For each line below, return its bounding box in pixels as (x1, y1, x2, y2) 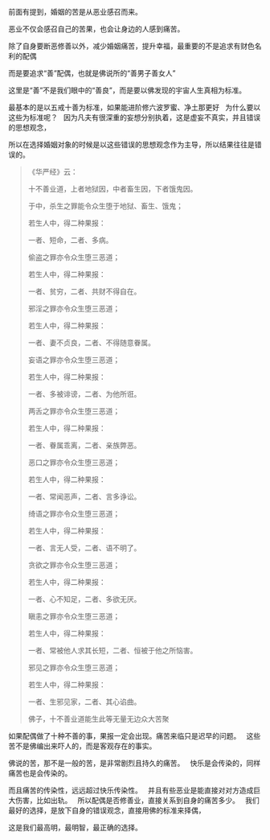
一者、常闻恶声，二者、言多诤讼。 (27, 492, 141, 501)
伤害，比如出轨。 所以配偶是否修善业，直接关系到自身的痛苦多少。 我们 (14, 796, 260, 805)
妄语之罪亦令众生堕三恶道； (27, 355, 121, 364)
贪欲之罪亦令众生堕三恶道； (27, 560, 121, 570)
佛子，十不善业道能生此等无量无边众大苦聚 (27, 714, 170, 723)
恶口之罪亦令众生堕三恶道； (27, 458, 121, 467)
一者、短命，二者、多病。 (27, 236, 113, 245)
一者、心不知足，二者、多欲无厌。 (27, 595, 141, 603)
